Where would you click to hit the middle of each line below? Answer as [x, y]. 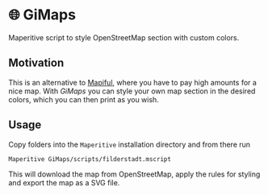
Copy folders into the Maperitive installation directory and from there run [130, 144]
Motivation [36, 63]
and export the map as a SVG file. [64, 182]
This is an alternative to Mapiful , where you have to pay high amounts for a [132, 82]
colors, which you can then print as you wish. [84, 99]
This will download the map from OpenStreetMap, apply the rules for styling [134, 174]
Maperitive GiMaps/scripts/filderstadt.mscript [90, 159]
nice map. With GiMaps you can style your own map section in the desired [132, 91]
